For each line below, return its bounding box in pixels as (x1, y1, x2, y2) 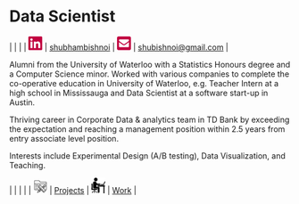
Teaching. (9, 160, 46, 171)
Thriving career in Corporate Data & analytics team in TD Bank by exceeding (9, 114, 290, 126)
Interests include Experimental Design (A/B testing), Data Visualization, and (9, 151, 286, 161)
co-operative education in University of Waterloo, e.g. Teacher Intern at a (9, 78, 279, 89)
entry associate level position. (9, 134, 119, 144)
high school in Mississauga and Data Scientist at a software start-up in (9, 87, 269, 99)
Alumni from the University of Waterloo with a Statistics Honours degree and (9, 60, 291, 70)
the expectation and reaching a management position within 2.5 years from (9, 124, 286, 135)
